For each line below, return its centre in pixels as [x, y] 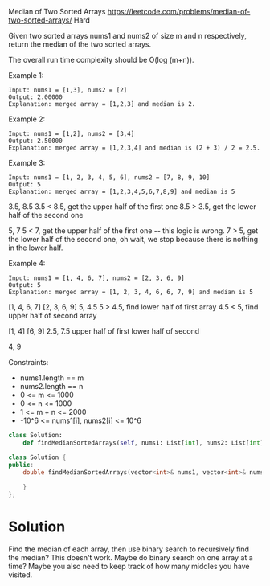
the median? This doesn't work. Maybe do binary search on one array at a [131, 557]
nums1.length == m [52, 378]
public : [21, 465]
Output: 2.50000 [35, 141]
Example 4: [27, 263]
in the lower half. [36, 248]
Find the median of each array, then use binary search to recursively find [129, 549]
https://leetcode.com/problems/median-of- [179, 12]
